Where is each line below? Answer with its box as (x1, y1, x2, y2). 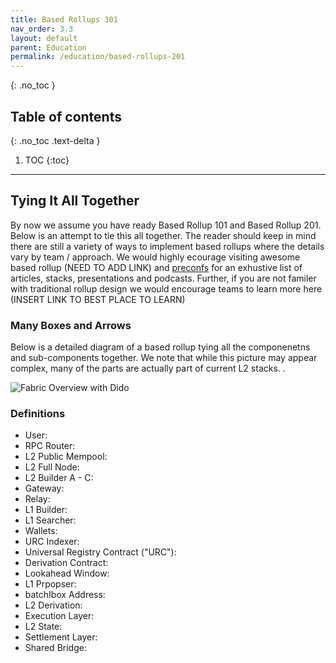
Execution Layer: (24, 610, 95, 622)
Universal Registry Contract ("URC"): (24, 546, 177, 558)
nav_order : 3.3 (10, 24, 74, 34)
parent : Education (10, 42, 87, 53)
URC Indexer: (24, 536, 80, 548)
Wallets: (24, 525, 58, 537)
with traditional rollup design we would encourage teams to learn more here (10, 282, 323, 295)
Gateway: (24, 482, 65, 495)
